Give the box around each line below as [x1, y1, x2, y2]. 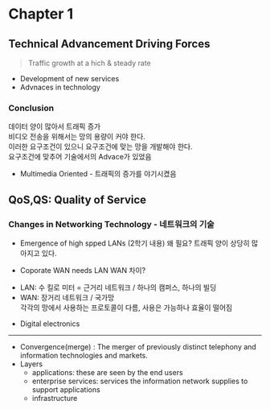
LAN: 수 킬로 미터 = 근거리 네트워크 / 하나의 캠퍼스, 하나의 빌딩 [19, 283, 217, 292]
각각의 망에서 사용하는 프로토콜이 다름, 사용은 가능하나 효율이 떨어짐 [19, 303, 233, 312]
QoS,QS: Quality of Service [8, 192, 147, 206]
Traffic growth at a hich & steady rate [27, 58, 151, 68]
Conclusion [8, 102, 55, 114]
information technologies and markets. [19, 350, 149, 360]
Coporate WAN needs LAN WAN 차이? [19, 265, 146, 275]
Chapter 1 [8, 5, 74, 23]
